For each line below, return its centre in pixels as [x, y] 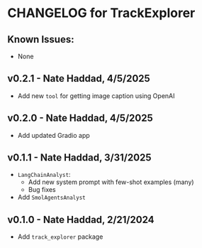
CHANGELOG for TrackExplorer [101, 13]
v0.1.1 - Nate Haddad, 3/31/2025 [79, 158]
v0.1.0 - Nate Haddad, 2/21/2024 [81, 219]
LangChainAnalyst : [44, 175]
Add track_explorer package [60, 237]
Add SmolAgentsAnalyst [52, 198]
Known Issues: [41, 39]
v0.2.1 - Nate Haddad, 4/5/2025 [79, 79]
